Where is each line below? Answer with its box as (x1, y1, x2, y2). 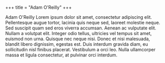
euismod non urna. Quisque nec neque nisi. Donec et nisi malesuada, (5, 36, 150, 42)
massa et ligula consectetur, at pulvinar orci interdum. (5, 52, 118, 58)
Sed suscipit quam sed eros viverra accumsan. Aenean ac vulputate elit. (5, 25, 156, 31)
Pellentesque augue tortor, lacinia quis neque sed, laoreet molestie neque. (5, 20, 160, 25)
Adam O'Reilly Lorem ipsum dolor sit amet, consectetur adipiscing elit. (5, 14, 152, 20)
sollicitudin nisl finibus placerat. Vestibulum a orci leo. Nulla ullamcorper (5, 47, 156, 52)
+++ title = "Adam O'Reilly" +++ (5, 5, 72, 10)
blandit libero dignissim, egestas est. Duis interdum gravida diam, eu (5, 41, 148, 47)
